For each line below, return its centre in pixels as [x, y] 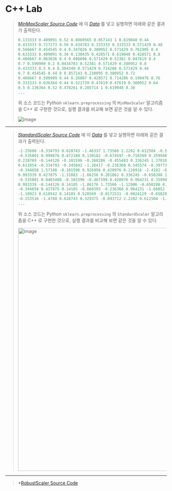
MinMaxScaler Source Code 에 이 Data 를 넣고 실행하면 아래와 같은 [87, 24]
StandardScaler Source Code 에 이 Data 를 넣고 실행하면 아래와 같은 [88, 135]
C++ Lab [24, 9]
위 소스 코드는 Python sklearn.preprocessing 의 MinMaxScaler [81, 103]
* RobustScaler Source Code [48, 483]
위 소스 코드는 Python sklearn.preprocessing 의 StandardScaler [84, 214]
